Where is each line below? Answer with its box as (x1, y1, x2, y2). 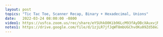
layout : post (5, 7, 32, 12)
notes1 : (5, 25, 21, 30)
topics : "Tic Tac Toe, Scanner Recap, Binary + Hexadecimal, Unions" (5, 12, 149, 16)
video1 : (5, 20, 21, 25)
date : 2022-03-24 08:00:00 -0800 (5, 16, 77, 21)
